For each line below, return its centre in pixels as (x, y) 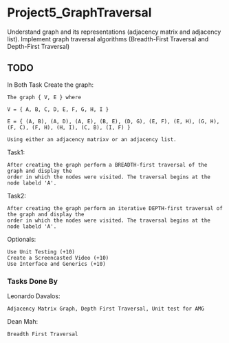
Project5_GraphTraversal (79, 13)
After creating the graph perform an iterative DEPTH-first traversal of (115, 208)
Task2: (17, 196)
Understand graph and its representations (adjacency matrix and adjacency (114, 32)
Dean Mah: (23, 322)
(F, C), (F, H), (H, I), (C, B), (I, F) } (69, 127)
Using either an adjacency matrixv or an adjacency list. (92, 139)
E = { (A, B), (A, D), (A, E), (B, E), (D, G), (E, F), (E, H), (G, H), (113, 121)
